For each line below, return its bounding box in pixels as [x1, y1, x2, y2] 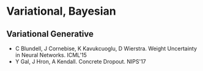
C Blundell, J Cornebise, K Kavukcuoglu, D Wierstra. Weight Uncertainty [15, 45, 197, 52]
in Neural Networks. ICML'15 [15, 51, 87, 59]
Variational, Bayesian [6, 4, 116, 18]
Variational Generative [6, 29, 94, 39]
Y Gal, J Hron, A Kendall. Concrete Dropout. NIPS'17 [15, 58, 146, 65]
